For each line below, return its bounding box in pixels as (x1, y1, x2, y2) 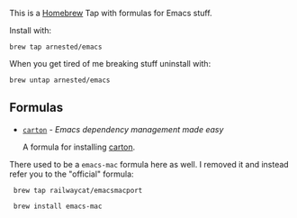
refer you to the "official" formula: (9, 168, 134, 179)
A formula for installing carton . (22, 141, 136, 152)
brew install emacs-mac (13, 202, 103, 211)
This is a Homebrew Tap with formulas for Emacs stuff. (9, 8, 213, 18)
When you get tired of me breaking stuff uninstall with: (9, 59, 211, 68)
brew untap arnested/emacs (9, 76, 111, 85)
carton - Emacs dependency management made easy (22, 123, 224, 134)
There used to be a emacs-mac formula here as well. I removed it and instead (9, 159, 290, 169)
